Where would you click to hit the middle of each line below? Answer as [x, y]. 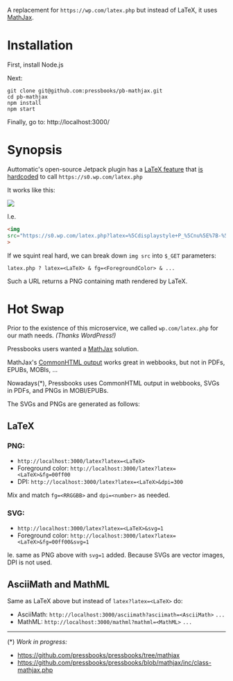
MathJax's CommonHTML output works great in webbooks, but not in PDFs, [116, 362]
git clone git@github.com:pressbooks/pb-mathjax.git [85, 91]
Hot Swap [36, 309]
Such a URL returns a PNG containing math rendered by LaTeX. [97, 281]
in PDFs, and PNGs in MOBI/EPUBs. [58, 391]
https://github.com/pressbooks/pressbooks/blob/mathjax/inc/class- [114, 663]
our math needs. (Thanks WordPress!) [62, 335]
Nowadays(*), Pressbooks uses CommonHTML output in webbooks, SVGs [113, 383]
